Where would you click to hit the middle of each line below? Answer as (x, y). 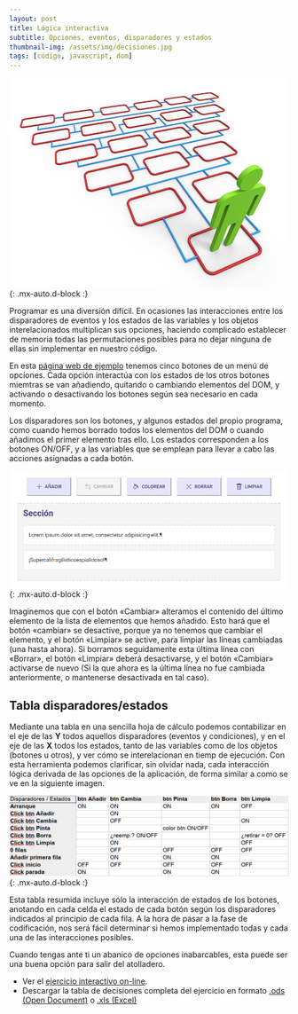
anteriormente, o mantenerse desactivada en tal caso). (110, 678)
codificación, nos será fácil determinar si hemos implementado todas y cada (149, 928)
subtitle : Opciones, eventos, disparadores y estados (111, 37)
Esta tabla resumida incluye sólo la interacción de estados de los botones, (144, 900)
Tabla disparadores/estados (89, 705)
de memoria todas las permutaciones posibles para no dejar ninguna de (141, 339)
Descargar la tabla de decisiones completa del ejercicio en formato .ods (153, 990)
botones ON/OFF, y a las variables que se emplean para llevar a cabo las (142, 449)
